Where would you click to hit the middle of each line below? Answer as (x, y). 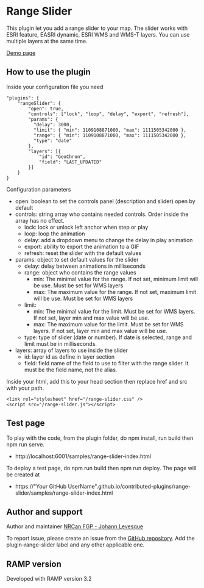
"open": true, (46, 109)
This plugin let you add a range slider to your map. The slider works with (97, 28)
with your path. (25, 388)
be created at (23, 475)
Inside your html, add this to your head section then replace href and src (97, 381)
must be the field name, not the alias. (71, 370)
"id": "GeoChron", (62, 157)
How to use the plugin (49, 72)
